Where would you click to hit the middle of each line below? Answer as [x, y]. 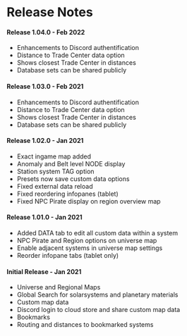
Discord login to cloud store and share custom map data [98, 310]
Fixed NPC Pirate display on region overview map [89, 201]
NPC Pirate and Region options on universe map [87, 241]
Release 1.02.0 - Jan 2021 [45, 141]
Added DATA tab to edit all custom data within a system [97, 233]
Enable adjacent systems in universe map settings [90, 248]
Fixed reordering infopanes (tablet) [67, 194]
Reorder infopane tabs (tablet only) [68, 255]
